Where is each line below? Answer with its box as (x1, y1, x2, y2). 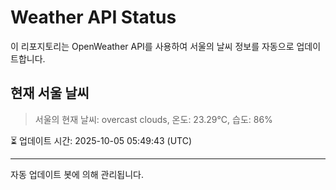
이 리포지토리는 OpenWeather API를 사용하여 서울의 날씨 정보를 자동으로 (10, 40, 295, 52)
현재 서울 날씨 (10, 85, 90, 102)
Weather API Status (10, 6, 177, 29)
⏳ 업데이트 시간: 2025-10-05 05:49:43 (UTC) (10, 134, 193, 146)
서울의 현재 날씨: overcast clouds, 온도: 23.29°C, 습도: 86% (34, 113, 273, 125)
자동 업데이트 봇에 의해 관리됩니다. (10, 168, 144, 180)
